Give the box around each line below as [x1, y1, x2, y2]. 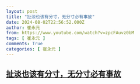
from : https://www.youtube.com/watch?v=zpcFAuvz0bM [6, 30, 134, 36]
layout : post [6, 8, 38, 14]
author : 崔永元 [6, 24, 40, 31]
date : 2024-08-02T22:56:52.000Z [6, 19, 85, 25]
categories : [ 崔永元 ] [6, 46, 61, 52]
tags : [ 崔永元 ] [6, 35, 45, 41]
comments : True [6, 41, 43, 47]
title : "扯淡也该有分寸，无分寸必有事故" [6, 14, 95, 20]
